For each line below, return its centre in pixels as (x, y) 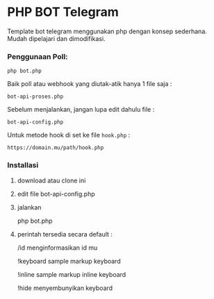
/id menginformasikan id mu (57, 248)
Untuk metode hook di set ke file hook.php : (69, 135)
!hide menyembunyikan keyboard (65, 288)
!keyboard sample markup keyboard (69, 261)
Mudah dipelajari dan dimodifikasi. (56, 38)
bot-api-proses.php (35, 97)
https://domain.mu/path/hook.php (56, 148)
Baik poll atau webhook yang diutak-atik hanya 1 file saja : (90, 84)
